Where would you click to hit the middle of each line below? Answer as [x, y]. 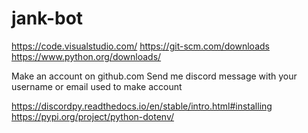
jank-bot [47, 18]
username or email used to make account [97, 86]
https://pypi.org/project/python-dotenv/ [93, 116]
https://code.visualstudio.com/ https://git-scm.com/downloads [140, 46]
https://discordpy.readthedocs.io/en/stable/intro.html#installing [142, 106]
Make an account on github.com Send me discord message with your [154, 76]
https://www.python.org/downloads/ [86, 56]
